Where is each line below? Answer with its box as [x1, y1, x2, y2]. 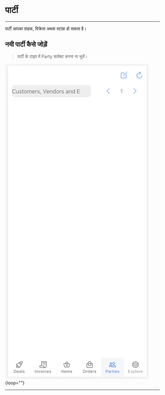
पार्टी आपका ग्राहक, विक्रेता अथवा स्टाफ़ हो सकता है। [5, 26, 87, 32]
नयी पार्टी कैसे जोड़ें [5, 40, 48, 49]
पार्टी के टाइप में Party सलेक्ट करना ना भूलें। [17, 53, 88, 59]
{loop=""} [5, 380, 25, 386]
